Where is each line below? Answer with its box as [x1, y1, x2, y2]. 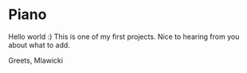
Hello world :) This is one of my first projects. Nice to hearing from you [8, 32, 240, 41]
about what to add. [8, 40, 70, 49]
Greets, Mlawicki [8, 56, 64, 65]
